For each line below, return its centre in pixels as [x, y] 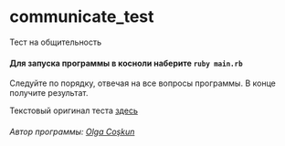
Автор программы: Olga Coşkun [72, 131]
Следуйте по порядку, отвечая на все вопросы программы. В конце [142, 83]
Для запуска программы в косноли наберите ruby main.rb [127, 63]
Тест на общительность [56, 42]
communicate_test [82, 17]
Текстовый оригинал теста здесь [74, 110]
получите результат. [49, 93]
